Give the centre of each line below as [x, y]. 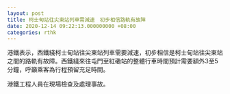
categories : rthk [32, 32]
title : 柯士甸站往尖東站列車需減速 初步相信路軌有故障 [76, 20]
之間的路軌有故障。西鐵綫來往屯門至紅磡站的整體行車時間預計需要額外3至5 [113, 61]
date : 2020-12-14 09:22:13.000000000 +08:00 [72, 26]
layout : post [26, 13]
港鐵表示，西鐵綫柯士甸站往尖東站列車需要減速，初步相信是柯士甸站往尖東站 [115, 52]
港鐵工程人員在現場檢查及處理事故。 [58, 84]
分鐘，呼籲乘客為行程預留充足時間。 [58, 69]
